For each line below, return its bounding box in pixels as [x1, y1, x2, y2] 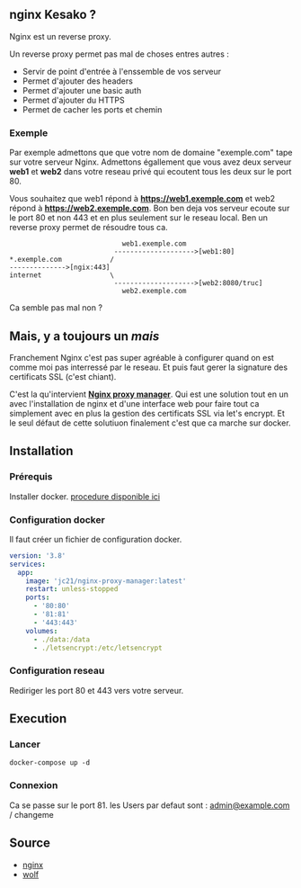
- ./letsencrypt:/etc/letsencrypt [32, 643, 164, 652]
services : [9, 560, 47, 569]
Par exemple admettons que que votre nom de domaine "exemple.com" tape [9, 148, 293, 158]
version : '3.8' [9, 551, 66, 561]
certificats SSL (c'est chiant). [9, 371, 117, 381]
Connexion [9, 779, 58, 792]
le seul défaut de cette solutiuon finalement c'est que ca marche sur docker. [9, 417, 291, 428]
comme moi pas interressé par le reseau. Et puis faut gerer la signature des [9, 362, 288, 372]
